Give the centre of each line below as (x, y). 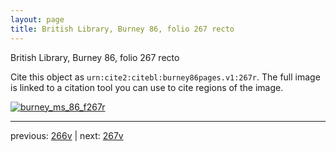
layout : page (37, 19)
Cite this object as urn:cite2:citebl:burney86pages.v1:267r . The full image (165, 77)
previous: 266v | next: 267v (67, 135)
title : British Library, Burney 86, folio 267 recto (122, 29)
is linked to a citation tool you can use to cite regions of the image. (147, 87)
